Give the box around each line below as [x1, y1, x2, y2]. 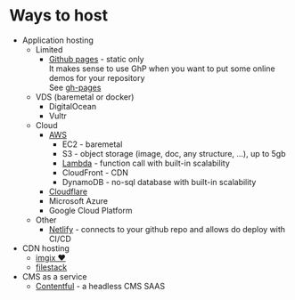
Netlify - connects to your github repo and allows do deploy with [48, 223, 286, 234]
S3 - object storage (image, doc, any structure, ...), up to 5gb [61, 148, 286, 158]
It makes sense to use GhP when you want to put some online [48, 63, 275, 74]
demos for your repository [48, 72, 145, 83]
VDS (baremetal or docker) [35, 91, 135, 102]
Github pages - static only [48, 53, 144, 64]
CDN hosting [21, 242, 70, 254]
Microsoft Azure [48, 195, 109, 206]
